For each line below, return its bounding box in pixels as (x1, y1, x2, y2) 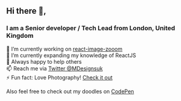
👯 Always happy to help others (6, 58, 82, 65)
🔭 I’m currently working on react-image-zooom (6, 45, 123, 52)
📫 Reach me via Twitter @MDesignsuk (6, 64, 103, 72)
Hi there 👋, (6, 6, 46, 16)
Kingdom (6, 31, 34, 40)
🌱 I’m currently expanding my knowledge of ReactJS (6, 52, 137, 59)
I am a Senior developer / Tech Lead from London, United (6, 24, 176, 32)
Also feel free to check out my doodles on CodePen (6, 88, 134, 95)
